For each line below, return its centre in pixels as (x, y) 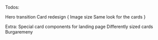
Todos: (12, 7)
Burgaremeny (19, 32)
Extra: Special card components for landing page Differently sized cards (79, 26)
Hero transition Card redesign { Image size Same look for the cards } (76, 17)
